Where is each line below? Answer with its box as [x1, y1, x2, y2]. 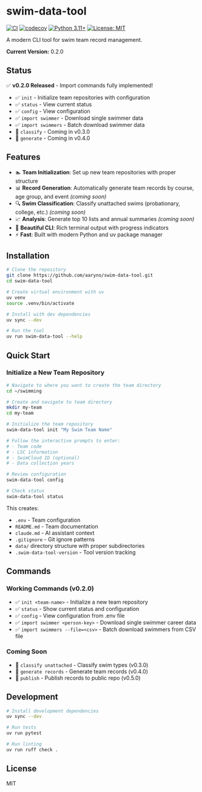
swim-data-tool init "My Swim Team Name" [6, 427, 113, 433]
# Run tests [6, 725, 36, 731]
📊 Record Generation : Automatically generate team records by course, [15, 184, 194, 191]
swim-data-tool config [6, 477, 64, 483]
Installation [6, 250, 50, 261]
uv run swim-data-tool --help [6, 333, 83, 340]
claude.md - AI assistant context [15, 529, 95, 536]
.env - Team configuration [15, 516, 81, 524]
